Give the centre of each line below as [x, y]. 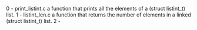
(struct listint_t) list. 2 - [33, 21]
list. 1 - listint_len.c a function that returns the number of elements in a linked [98, 15]
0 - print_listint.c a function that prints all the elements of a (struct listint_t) [96, 9]
